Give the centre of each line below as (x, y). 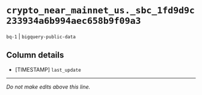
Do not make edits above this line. (48, 87)
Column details (35, 55)
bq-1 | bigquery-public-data (41, 36)
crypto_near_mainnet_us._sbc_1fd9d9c (101, 10)
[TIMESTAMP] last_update (48, 69)
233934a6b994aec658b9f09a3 (74, 21)
